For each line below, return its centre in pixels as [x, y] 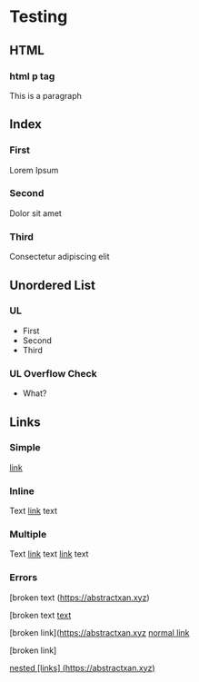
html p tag [32, 76]
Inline [22, 490]
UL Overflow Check [53, 373]
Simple [25, 448]
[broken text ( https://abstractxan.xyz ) [80, 598]
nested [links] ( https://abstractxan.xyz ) [83, 667]
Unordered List [52, 285]
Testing [39, 17]
